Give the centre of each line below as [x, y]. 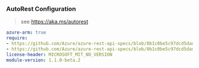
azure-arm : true [26, 33]
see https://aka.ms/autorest [54, 22]
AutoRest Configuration [41, 9]
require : [17, 38]
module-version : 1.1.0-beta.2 [44, 60]
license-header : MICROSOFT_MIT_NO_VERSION [59, 54]
